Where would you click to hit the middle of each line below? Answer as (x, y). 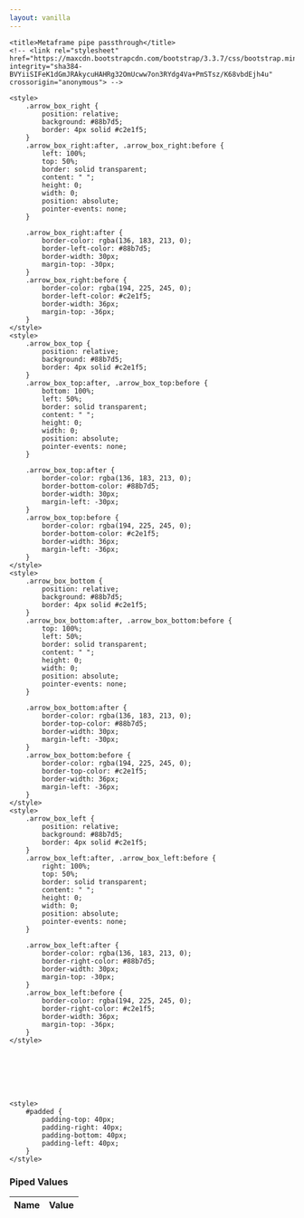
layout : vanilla (40, 18)
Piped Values (39, 1182)
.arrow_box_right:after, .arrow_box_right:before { (125, 146)
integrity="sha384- (46, 66)
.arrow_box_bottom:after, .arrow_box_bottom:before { (129, 621)
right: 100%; (66, 866)
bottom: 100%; (68, 391)
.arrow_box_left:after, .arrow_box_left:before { (121, 858)
